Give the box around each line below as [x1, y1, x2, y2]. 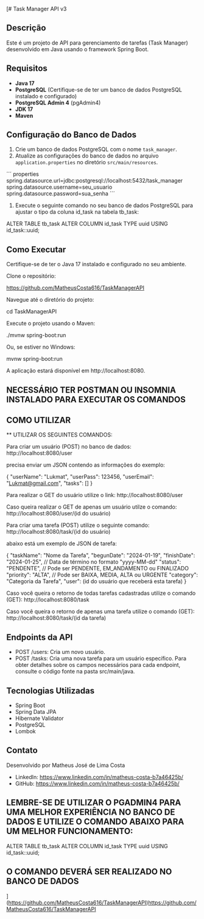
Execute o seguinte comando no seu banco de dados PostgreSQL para [15, 202, 194, 209]
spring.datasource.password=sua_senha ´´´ [6, 190, 116, 197]
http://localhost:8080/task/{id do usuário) [6, 528, 111, 536]
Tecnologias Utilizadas [6, 685, 95, 696]
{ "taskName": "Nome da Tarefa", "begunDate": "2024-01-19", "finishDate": [6, 552, 195, 559]
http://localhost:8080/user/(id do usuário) [6, 510, 111, 517]
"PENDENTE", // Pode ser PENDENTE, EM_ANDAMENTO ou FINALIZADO [6, 565, 189, 572]
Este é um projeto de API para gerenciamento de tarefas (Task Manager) [6, 39, 189, 46]
